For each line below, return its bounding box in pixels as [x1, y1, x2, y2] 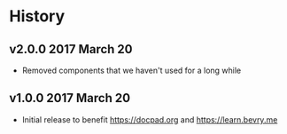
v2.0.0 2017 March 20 [9, 42, 133, 57]
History [9, 6, 66, 27]
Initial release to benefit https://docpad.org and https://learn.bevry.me [21, 114, 278, 125]
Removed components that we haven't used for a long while [21, 65, 242, 75]
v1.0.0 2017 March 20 [9, 91, 131, 106]
